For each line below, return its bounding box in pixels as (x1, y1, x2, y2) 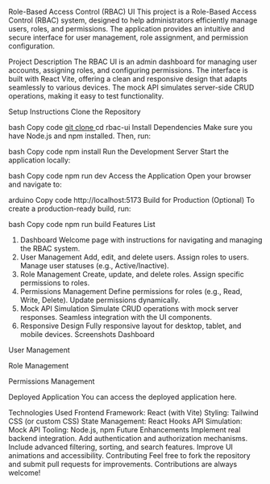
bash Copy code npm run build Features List (8, 220, 156, 229)
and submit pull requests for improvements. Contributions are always (8, 460, 238, 469)
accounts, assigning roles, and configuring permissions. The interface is (8, 65, 248, 75)
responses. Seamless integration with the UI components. (19, 313, 212, 322)
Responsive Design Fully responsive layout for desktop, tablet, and (19, 321, 242, 330)
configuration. (8, 41, 55, 51)
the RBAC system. (19, 244, 81, 253)
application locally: (8, 155, 71, 165)
